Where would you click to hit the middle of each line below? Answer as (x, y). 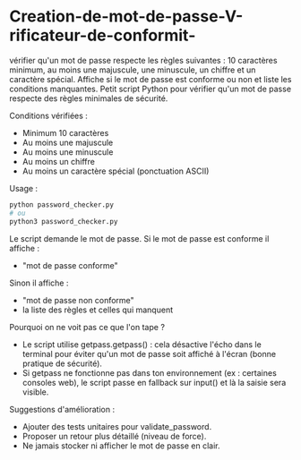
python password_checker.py (62, 204)
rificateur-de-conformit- (103, 35)
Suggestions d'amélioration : (62, 409)
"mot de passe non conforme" (78, 300)
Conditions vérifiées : (48, 115)
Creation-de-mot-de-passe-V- (126, 17)
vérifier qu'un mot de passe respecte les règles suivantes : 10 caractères (143, 60)
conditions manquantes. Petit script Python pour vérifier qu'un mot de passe (150, 89)
